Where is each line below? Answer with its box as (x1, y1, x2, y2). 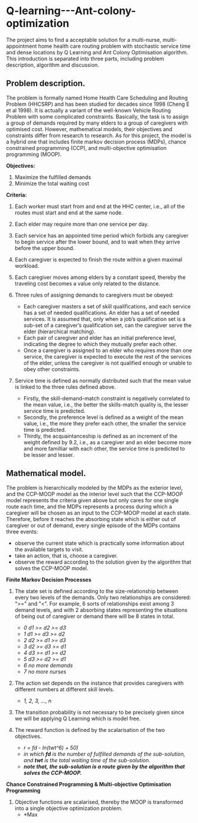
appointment (6, 43, 37, 50)
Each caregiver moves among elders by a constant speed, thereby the (14, 274, 186, 281)
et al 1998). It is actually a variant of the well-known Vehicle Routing (6, 106, 171, 113)
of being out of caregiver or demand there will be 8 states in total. (14, 613, 175, 620)
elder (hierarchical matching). (23, 328, 96, 335)
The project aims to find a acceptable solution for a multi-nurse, (6, 36, 161, 43)
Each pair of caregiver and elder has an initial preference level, (23, 334, 176, 341)
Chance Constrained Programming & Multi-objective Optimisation (6, 780, 171, 788)
